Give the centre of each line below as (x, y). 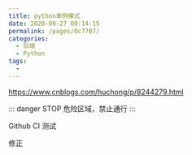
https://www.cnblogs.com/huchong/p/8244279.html (96, 92)
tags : (17, 62)
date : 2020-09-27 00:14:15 (54, 24)
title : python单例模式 (44, 16)
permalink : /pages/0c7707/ (54, 31)
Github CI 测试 (33, 126)
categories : (28, 39)
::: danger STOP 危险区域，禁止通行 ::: (72, 108)
